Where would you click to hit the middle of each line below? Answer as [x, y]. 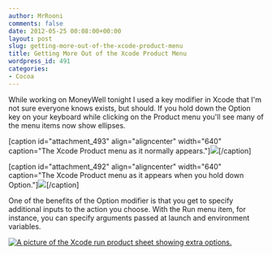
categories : [28, 69]
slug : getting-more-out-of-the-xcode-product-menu [96, 46]
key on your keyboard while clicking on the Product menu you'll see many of [136, 117]
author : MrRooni [36, 16]
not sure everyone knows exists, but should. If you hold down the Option [130, 108]
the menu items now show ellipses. [67, 125]
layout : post [30, 39]
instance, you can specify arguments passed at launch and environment [129, 218]
